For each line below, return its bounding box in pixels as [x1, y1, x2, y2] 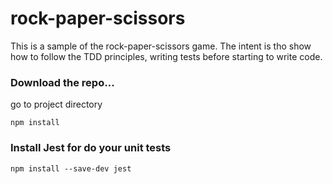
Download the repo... [10, 75, 115, 89]
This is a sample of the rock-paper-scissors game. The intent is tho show [10, 40, 312, 52]
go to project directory [10, 98, 103, 111]
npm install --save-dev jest [10, 163, 132, 174]
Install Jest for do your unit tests [10, 141, 172, 155]
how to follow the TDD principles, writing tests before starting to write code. [10, 50, 323, 62]
